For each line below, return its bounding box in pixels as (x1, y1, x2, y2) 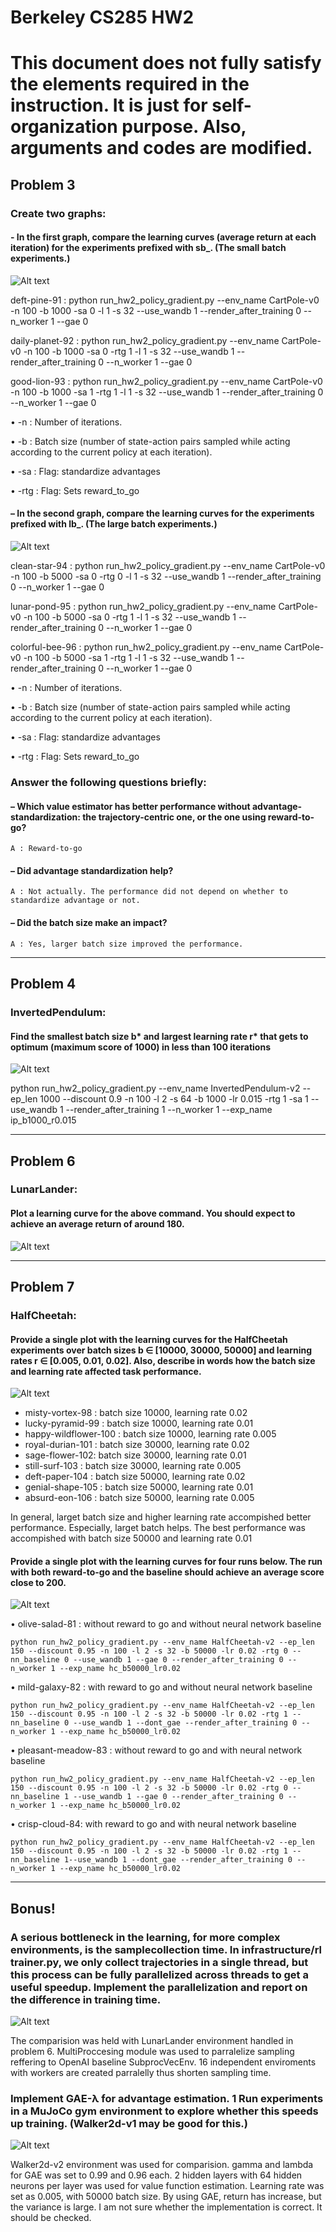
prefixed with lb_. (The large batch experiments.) (10, 518, 218, 530)
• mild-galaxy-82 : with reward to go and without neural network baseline (10, 1681, 313, 1693)
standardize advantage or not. (10, 896, 141, 906)
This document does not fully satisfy (10, 52, 322, 75)
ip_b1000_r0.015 (10, 1114, 77, 1126)
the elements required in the (10, 73, 250, 96)
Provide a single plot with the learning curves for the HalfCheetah (10, 1333, 288, 1345)
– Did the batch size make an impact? (10, 917, 168, 929)
